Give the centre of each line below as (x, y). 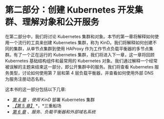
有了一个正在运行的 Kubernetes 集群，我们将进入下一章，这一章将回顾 (84, 54)
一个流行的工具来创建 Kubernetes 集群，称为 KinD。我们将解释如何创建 (81, 42)
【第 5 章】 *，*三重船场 (37, 105)
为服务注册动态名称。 (26, 79)
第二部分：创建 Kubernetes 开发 (70, 10)
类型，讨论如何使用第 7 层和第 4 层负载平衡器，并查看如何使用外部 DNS (81, 73)
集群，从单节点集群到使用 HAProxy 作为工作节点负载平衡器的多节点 (81, 49)
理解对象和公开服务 (61, 22)
